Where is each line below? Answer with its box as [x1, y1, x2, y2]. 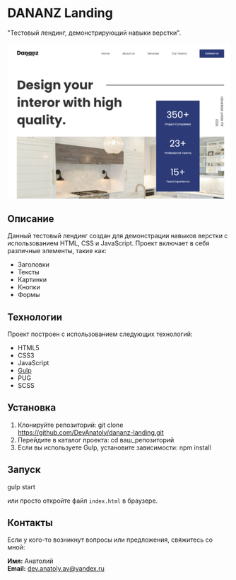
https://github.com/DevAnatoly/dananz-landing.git [17, 428, 164, 437]
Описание [7, 213, 54, 225]
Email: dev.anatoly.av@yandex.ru [7, 564, 105, 573]
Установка [7, 402, 57, 414]
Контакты [7, 516, 53, 529]
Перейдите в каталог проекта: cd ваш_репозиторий [17, 435, 175, 444]
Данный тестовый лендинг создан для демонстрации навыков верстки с [7, 232, 228, 240]
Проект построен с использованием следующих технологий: [7, 330, 193, 338]
